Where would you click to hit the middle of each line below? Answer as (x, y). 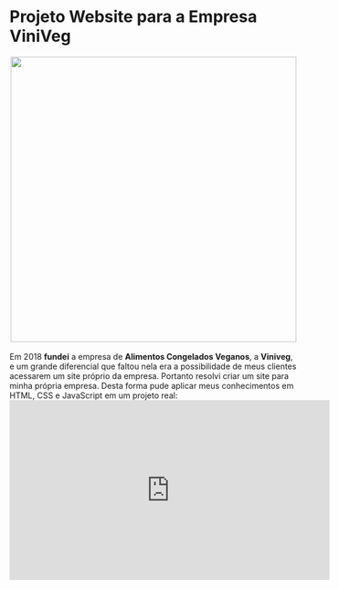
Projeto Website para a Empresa (133, 17)
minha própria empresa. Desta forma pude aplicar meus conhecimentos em (152, 385)
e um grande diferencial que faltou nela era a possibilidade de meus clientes (153, 366)
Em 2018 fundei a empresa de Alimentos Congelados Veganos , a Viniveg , (151, 356)
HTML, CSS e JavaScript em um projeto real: (94, 395)
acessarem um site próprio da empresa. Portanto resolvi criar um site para (149, 375)
